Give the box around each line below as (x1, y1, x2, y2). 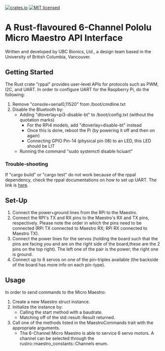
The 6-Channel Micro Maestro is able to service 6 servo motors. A (19, 330, 154, 336)
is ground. (12, 251, 33, 257)
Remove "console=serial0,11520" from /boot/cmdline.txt (12, 101, 126, 107)
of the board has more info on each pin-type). (12, 261, 105, 268)
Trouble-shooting (5, 160, 48, 167)
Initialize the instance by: (12, 304, 63, 310)
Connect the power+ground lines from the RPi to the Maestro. (12, 209, 138, 215)
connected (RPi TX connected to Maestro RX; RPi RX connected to (12, 225, 148, 231)
